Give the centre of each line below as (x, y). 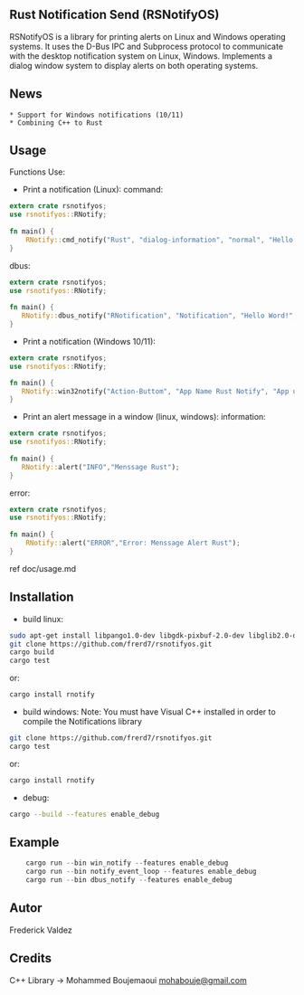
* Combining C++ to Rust (56, 123)
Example (34, 842)
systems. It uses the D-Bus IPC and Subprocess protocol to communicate (146, 46)
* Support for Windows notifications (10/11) (96, 115)
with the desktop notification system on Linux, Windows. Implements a (141, 56)
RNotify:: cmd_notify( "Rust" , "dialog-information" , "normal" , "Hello (160, 240)
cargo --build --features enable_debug (85, 814)
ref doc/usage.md (43, 568)
